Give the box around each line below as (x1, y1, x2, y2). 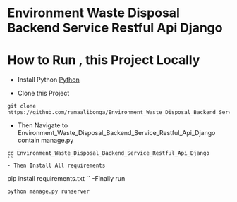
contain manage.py (17, 136, 74, 145)
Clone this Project (17, 89, 70, 98)
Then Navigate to (17, 121, 68, 130)
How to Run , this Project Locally (7, 52, 200, 68)
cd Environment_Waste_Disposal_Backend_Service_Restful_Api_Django (7, 150, 210, 157)
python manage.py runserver (7, 188, 90, 195)
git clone (7, 103, 37, 110)
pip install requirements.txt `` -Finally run (7, 175, 126, 183)
